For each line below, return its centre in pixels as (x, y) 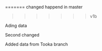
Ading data (16, 25)
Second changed (22, 35)
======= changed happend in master (44, 7)
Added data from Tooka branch (37, 44)
